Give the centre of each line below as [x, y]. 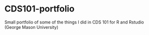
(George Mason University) [32, 27]
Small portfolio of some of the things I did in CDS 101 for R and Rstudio [74, 22]
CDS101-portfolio [40, 9]
